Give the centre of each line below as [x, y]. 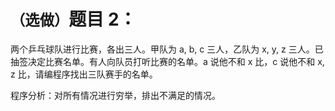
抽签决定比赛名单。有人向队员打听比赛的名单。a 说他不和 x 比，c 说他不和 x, [167, 61]
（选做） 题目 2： [73, 19]
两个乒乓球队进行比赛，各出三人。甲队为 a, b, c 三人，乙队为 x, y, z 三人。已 [167, 49]
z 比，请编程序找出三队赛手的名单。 [84, 74]
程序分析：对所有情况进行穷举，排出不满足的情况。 [115, 95]
